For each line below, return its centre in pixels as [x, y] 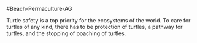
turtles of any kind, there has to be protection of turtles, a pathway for [95, 27]
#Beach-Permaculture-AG [39, 9]
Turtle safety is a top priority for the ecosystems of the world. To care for [98, 20]
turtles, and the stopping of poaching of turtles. [66, 33]
